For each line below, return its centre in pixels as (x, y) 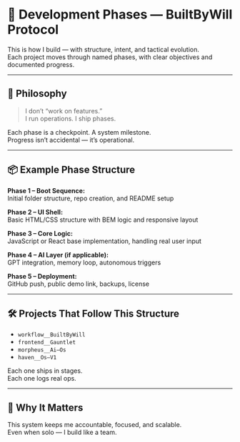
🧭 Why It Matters (45, 407)
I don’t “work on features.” (64, 110)
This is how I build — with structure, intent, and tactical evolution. (104, 49)
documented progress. (41, 64)
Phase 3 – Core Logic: (40, 233)
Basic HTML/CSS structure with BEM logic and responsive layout (103, 220)
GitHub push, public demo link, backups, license (79, 284)
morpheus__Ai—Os (42, 350)
